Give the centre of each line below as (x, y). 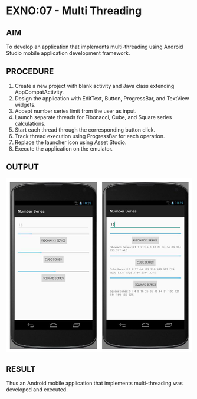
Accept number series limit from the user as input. (75, 111)
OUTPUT (23, 167)
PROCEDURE (30, 72)
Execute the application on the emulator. (64, 148)
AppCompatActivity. (39, 92)
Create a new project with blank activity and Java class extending (94, 86)
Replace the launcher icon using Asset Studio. (70, 142)
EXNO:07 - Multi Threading (74, 11)
